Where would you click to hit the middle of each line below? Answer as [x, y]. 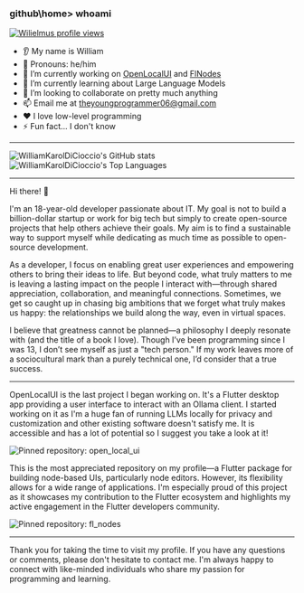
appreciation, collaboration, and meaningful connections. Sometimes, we [146, 294]
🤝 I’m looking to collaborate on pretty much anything [120, 93]
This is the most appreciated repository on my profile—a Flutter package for [151, 468]
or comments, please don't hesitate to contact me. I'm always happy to [142, 560]
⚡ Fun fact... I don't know [69, 127]
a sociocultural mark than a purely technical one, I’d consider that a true [143, 359]
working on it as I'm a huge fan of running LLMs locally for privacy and [141, 414]
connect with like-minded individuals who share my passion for [127, 569]
